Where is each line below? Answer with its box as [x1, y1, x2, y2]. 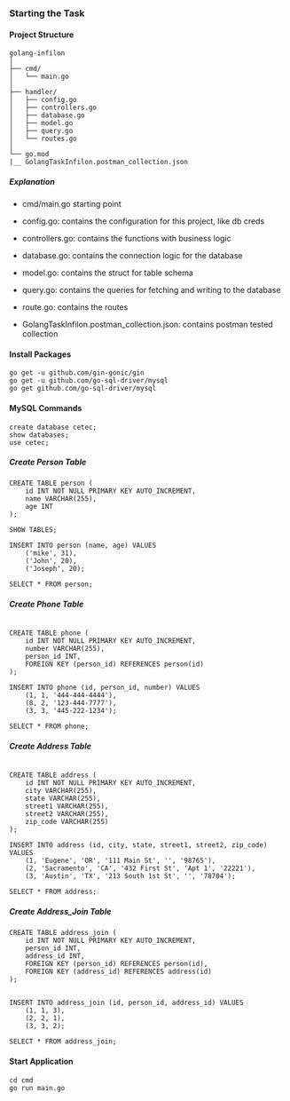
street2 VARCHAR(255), [25, 810, 109, 819]
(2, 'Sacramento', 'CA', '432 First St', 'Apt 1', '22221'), [25, 864, 255, 873]
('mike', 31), [25, 549, 77, 558]
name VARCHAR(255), [25, 495, 98, 503]
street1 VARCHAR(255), [25, 802, 109, 811]
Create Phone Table [9, 598, 84, 610]
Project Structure [9, 29, 74, 40]
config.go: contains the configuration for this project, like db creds [21, 216, 265, 226]
